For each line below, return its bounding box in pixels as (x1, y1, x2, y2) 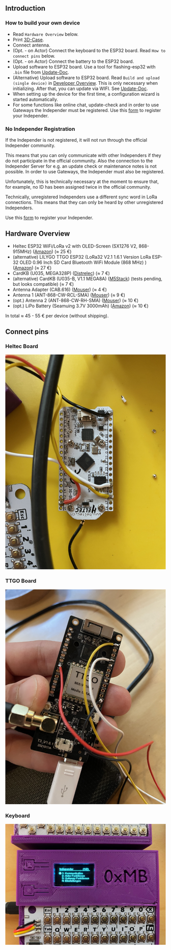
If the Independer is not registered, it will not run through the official (5, 137, 148, 143)
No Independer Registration (5, 125, 75, 132)
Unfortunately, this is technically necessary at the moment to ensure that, (5, 178, 159, 185)
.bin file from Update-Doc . (12, 69, 70, 75)
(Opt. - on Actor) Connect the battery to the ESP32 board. (12, 58, 134, 64)
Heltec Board (5, 343, 38, 350)
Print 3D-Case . (12, 36, 44, 42)
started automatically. (12, 96, 59, 102)
